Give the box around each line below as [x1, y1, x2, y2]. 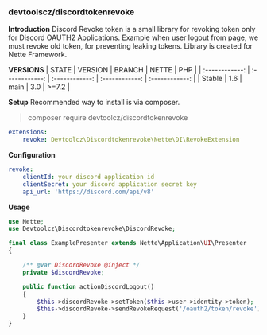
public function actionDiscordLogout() [22, 282, 155, 290]
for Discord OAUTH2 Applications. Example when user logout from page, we [8, 33, 259, 42]
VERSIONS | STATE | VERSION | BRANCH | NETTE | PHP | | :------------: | [8, 65, 250, 75]
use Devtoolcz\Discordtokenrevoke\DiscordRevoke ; [8, 225, 176, 233]
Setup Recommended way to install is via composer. [8, 98, 180, 107]
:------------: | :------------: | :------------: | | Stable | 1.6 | [51, 74, 242, 84]
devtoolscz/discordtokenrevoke [8, 6, 135, 18]
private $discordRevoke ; [22, 268, 105, 276]
